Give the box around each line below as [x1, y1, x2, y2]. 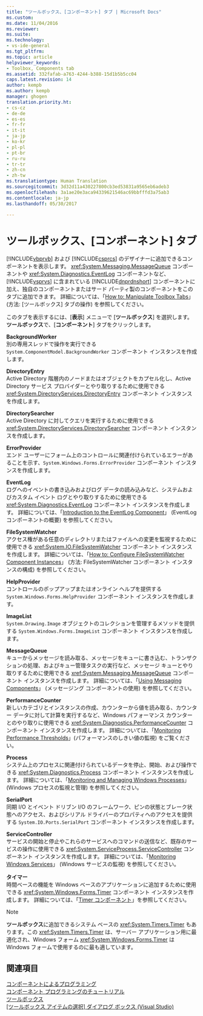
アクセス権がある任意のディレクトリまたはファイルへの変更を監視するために [6, 536, 197, 543]
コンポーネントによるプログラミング [6, 980, 97, 987]
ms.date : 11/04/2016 [6, 20, 59, 26]
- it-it [6, 127, 26, 133]
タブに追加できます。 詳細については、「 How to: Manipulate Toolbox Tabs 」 [6, 293, 194, 300]
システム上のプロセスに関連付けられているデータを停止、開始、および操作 [6, 761, 192, 769]
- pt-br [6, 150, 26, 156]
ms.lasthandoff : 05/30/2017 [6, 201, 78, 207]
